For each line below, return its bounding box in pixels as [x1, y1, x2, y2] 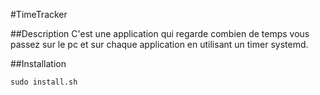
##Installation [10, 58, 67, 69]
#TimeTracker [10, 9, 68, 20]
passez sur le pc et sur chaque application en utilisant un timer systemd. [10, 39, 309, 50]
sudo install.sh [10, 77, 78, 87]
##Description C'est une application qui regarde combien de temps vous [10, 28, 310, 39]
